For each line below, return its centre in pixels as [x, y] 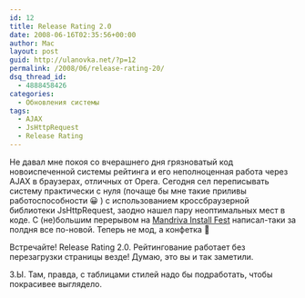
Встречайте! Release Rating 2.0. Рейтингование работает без [127, 247]
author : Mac [32, 43]
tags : [20, 111]
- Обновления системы [59, 102]
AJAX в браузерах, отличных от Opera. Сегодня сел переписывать [140, 181]
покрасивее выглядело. [56, 283]
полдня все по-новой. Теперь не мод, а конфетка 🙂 [110, 229]
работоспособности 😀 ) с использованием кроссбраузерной [130, 200]
